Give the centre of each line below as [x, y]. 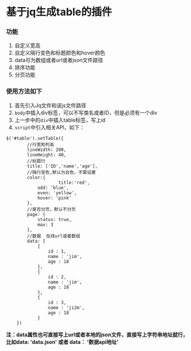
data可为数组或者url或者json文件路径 [59, 60]
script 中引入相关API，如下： [50, 127]
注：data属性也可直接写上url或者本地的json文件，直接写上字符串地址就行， [97, 335]
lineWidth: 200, [47, 150]
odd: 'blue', [53, 188]
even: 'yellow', [57, 193]
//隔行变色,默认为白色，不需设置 [62, 172]
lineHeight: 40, [47, 155]
